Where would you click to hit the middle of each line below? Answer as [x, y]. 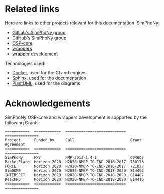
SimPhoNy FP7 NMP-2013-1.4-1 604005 [74, 157]
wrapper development [35, 54]
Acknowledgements [48, 103]
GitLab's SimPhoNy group [39, 32]
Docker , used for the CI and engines [49, 72]
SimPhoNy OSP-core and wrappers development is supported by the [76, 117]
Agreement [15, 144]
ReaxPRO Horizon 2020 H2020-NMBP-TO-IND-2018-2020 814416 [74, 179]
